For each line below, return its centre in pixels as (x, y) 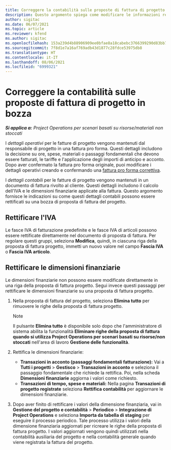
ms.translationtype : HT (31, 52)
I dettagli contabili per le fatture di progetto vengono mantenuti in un (77, 180)
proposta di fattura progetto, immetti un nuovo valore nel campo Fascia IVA (84, 246)
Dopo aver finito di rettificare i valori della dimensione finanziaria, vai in (87, 404)
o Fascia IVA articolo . (28, 252)
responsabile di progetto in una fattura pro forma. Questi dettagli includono (84, 149)
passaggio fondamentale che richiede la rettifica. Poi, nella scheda (90, 373)
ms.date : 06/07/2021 (27, 24)
